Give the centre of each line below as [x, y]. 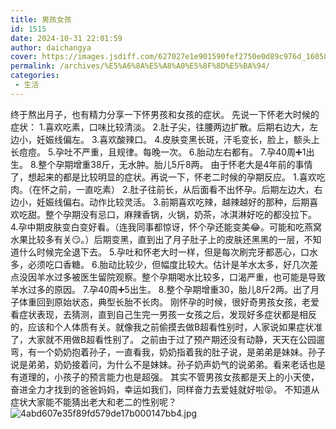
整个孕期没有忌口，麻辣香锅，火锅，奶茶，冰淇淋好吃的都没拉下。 [180, 214]
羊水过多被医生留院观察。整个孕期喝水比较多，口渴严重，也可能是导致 [181, 277]
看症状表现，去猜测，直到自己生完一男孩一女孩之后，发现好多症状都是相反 [163, 314]
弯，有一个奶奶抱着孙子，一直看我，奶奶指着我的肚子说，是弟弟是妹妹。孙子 [168, 352]
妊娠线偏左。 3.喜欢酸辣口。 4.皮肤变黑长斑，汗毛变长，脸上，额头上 [178, 139]
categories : [35, 76]
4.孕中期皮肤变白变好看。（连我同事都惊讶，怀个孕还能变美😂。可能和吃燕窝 [166, 227]
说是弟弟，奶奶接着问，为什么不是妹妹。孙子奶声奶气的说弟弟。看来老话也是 [168, 364]
